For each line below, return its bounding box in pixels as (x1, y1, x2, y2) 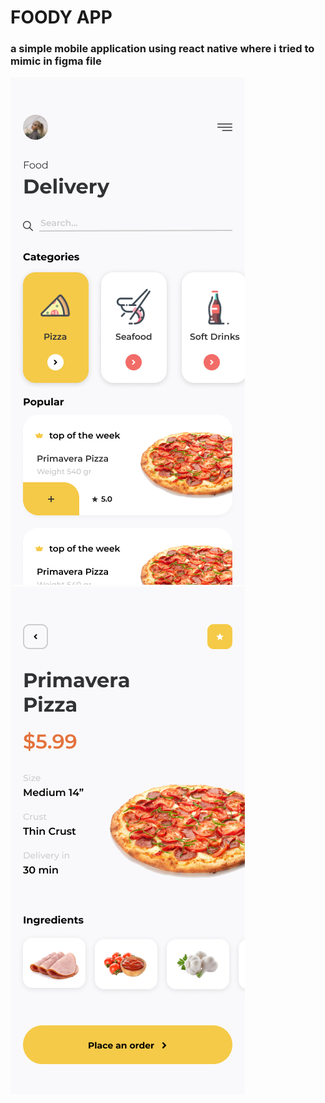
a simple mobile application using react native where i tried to (10, 42, 315, 56)
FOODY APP (10, 6, 113, 29)
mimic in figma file (10, 54, 102, 68)
